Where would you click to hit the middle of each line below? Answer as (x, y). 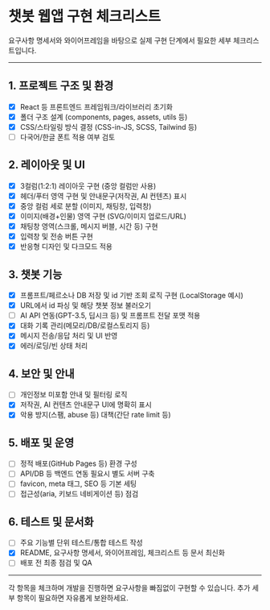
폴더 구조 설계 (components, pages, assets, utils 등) (104, 117)
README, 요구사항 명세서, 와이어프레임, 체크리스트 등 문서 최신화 (122, 553)
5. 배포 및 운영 (41, 443)
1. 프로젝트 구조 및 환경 (61, 86)
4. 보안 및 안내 (41, 373)
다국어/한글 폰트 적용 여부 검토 (67, 137)
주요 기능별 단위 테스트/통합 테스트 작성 (81, 543)
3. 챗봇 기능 (35, 274)
